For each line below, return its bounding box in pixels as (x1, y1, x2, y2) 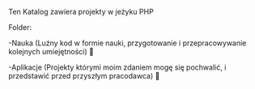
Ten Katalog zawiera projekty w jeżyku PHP (8, 7, 154, 16)
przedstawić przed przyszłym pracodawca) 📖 (8, 71, 160, 80)
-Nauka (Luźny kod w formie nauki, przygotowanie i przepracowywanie (8, 38, 247, 48)
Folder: (8, 23, 32, 32)
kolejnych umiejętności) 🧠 (8, 47, 95, 56)
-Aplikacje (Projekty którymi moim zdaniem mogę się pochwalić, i (8, 62, 227, 72)
